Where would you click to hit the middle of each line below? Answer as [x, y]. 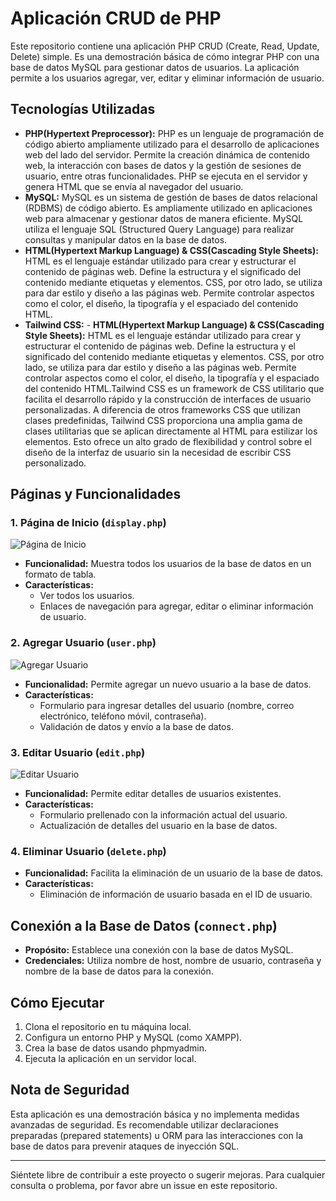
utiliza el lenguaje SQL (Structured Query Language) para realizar [159, 229]
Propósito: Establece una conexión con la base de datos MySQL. [159, 950]
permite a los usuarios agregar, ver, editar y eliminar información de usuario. [167, 78]
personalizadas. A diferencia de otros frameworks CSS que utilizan [163, 409]
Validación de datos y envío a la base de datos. [136, 726]
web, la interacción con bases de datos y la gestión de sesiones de [163, 165]
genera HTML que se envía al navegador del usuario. [134, 186]
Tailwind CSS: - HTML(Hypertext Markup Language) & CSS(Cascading [174, 324]
